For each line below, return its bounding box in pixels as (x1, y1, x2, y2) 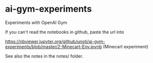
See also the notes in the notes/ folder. (5, 53, 84, 59)
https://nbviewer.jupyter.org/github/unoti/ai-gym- (5, 38, 105, 44)
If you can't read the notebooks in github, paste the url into (5, 29, 124, 35)
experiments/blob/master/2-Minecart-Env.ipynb (5, 43, 102, 49)
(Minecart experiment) (103, 43, 149, 49)
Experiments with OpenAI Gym (5, 20, 67, 25)
